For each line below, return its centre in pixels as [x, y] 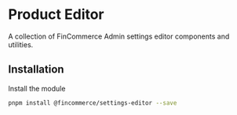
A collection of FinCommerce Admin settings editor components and [119, 36]
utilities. [21, 44]
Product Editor [56, 15]
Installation [36, 70]
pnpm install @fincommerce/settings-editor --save [93, 103]
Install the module [37, 88]
